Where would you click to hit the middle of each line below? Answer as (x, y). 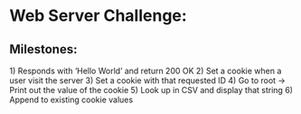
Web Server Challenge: (98, 16)
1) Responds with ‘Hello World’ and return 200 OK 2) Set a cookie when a (146, 71)
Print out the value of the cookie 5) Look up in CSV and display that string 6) (151, 90)
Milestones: (43, 49)
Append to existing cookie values (71, 100)
